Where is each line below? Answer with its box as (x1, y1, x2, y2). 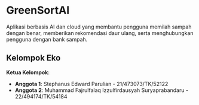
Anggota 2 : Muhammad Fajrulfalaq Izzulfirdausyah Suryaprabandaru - (14, 87, 189, 94)
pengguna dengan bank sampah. (6, 36, 88, 43)
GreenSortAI (6, 4, 70, 17)
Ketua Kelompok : (6, 69, 50, 76)
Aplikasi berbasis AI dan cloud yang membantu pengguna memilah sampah (6, 23, 192, 30)
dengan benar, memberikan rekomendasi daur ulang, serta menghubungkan (6, 29, 194, 36)
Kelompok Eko (6, 53, 61, 63)
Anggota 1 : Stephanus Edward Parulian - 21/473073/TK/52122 (14, 80, 169, 87)
